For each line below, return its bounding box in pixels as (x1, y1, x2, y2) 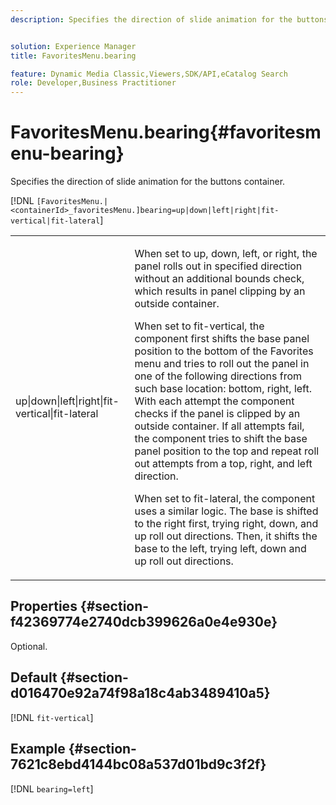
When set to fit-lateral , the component (134, 492, 316, 506)
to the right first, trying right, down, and (134, 517, 319, 531)
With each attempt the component (134, 394, 295, 408)
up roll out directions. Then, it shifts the (134, 529, 318, 543)
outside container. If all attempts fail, (134, 419, 305, 433)
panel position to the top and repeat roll (134, 444, 320, 458)
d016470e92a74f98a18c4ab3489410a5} (10, 685, 271, 702)
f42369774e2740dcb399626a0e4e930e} (10, 614, 278, 631)
